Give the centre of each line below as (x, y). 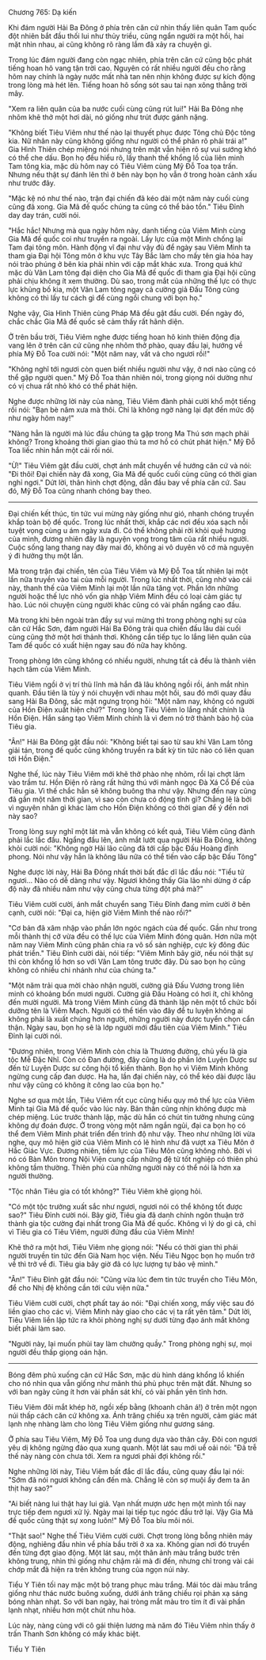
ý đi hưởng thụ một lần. (46, 556)
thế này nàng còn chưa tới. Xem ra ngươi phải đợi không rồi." (107, 1456)
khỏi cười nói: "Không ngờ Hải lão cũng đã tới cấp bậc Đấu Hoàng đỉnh (123, 848)
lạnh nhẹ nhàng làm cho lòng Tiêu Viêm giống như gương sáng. (112, 1424)
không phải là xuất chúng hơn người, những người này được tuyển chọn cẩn (131, 1019)
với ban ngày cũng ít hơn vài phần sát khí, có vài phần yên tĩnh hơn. (118, 1392)
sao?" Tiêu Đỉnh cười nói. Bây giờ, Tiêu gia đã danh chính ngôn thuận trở (126, 1215)
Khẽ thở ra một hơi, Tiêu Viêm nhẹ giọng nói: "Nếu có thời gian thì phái (123, 1247)
